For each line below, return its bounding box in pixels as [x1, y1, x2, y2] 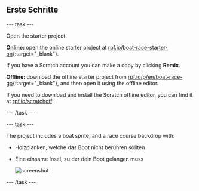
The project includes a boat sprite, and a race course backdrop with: [6, 132, 175, 139]
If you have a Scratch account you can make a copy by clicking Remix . [6, 61, 180, 69]
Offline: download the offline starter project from [6, 73, 127, 80]
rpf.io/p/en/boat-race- [127, 73, 183, 80]
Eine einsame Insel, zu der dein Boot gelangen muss [14, 155, 144, 162]
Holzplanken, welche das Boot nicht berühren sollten [14, 143, 145, 151]
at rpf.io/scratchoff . [6, 97, 54, 104]
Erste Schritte [6, 5, 59, 15]
